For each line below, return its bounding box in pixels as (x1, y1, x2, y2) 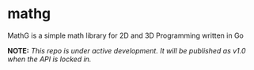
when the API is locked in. (7, 54, 92, 64)
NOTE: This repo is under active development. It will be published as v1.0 (7, 46, 246, 55)
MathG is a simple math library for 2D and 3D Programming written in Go (7, 31, 245, 40)
